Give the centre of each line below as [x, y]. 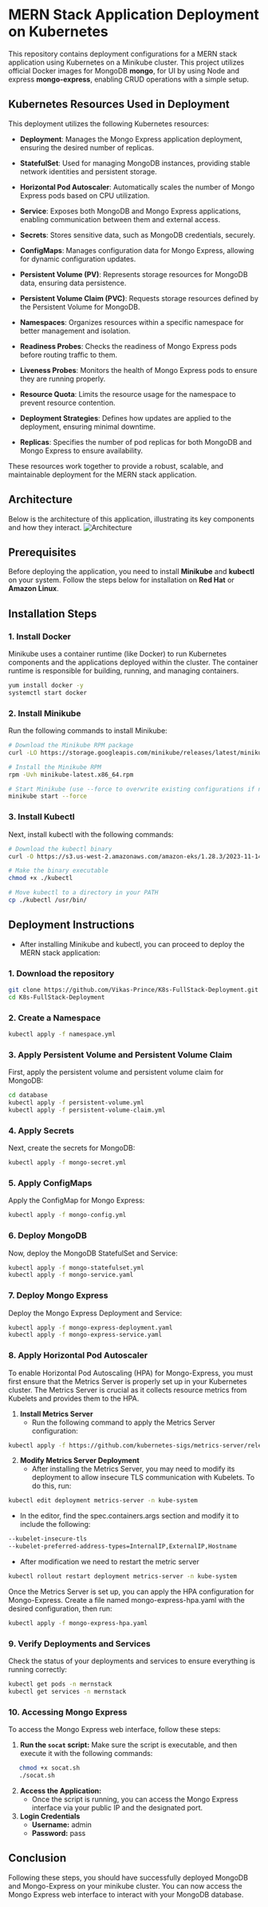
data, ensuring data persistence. [73, 283]
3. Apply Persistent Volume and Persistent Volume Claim [120, 1054]
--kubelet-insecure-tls [48, 1539]
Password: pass [59, 1833]
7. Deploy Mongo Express [58, 1295]
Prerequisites [42, 552]
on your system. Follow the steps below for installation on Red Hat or [122, 580]
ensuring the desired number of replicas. [87, 147]
